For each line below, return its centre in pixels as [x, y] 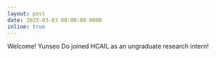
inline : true [26, 26]
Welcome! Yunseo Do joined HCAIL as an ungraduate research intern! [108, 47]
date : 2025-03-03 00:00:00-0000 [55, 20]
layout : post [26, 14]
